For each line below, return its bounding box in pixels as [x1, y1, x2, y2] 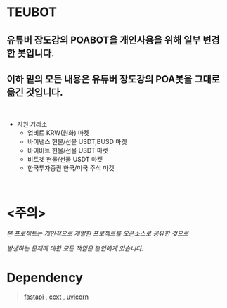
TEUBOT [6, 4, 58, 20]
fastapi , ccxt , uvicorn [23, 293, 89, 301]
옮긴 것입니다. [6, 86, 63, 98]
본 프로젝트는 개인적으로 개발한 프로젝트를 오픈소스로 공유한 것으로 [6, 229, 189, 238]
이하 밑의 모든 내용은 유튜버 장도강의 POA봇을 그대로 [6, 73, 221, 85]
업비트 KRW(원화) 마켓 [27, 129, 90, 137]
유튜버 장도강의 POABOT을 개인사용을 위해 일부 [6, 34, 201, 46]
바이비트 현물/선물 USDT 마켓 [27, 146, 109, 155]
